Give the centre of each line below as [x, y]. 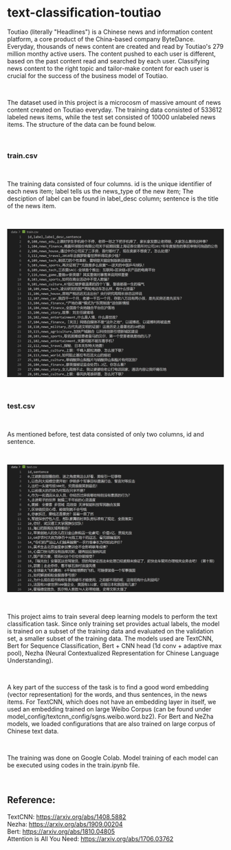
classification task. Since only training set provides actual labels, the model [113, 624]
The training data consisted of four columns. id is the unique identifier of [110, 184]
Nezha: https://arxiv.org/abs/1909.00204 [65, 824]
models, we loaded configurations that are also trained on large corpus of [111, 723]
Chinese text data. [33, 731]
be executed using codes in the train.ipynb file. [74, 765]
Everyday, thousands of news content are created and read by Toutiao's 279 [115, 46]
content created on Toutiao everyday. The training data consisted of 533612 [114, 110]
